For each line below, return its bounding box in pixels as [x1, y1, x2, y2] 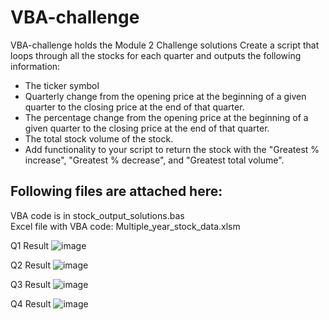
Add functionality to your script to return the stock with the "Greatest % [24, 143, 320, 155]
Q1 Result [10, 239, 50, 251]
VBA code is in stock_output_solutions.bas [10, 209, 185, 221]
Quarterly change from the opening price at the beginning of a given [24, 90, 307, 102]
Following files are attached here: [10, 183, 223, 200]
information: [10, 60, 61, 72]
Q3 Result [10, 278, 52, 290]
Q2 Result [10, 259, 51, 271]
